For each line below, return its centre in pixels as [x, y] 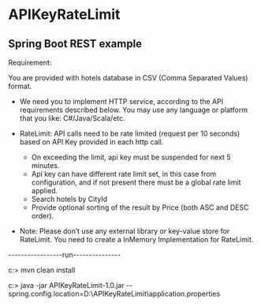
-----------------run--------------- [64, 255]
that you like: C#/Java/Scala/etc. [73, 118]
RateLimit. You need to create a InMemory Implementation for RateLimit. [136, 239]
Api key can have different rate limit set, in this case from [124, 174]
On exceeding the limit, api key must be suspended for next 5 [131, 157]
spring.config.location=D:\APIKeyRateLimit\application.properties [114, 294]
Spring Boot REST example [75, 44]
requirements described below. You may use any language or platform [134, 110]
